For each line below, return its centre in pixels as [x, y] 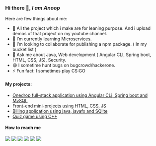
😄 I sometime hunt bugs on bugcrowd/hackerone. [64, 65]
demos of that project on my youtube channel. [60, 34]
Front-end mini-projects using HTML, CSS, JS [59, 106]
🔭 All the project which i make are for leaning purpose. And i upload [81, 28]
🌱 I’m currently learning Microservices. [52, 39]
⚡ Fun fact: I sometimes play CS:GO [49, 71]
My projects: [19, 84]
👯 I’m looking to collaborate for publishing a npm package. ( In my [79, 44]
